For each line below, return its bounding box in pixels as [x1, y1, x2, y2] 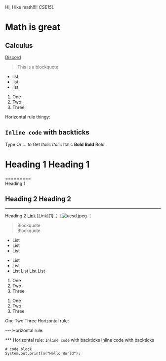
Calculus [5, 41, 33, 50]
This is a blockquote [17, 64, 58, 70]
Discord [5, 55, 21, 60]
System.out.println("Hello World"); [5, 351, 81, 356]
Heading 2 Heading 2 [5, 195, 72, 203]
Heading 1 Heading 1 [5, 159, 90, 170]
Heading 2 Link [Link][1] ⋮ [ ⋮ [5, 213, 93, 219]
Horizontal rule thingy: [5, 114, 50, 120]
